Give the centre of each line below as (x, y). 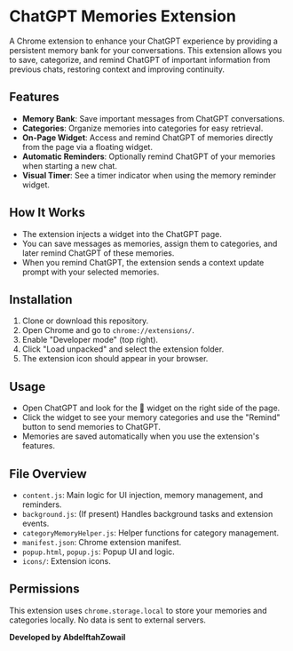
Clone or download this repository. (85, 321)
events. (36, 523)
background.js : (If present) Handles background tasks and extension (147, 514)
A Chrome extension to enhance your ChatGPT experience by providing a (143, 41)
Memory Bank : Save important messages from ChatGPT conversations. (154, 118)
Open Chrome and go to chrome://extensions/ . (108, 330)
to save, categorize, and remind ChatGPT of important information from (140, 60)
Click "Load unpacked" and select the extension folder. (123, 349)
